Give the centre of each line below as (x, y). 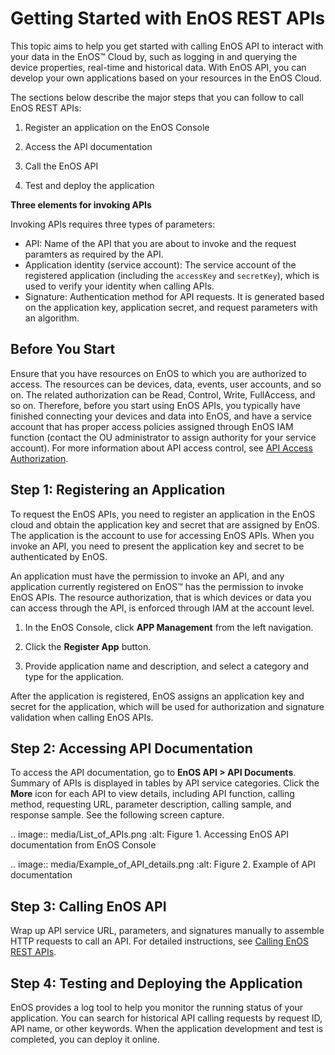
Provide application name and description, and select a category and (167, 666)
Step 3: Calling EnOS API (88, 906)
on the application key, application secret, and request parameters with (171, 307)
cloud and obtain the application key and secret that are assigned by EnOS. (165, 524)
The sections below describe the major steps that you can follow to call (157, 97)
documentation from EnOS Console (83, 845)
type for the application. (74, 676)
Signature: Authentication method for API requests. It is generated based (174, 296)
